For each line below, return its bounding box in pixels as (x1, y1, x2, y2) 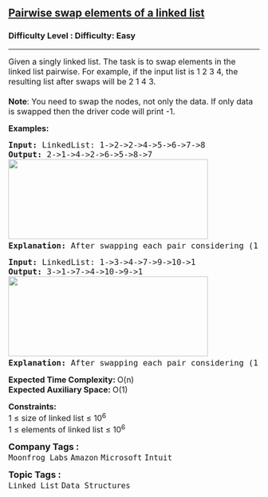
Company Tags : (8, 441, 80, 453)
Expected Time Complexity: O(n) (8, 374, 134, 385)
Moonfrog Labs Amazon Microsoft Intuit (8, 453, 173, 463)
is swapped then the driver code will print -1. (8, 105, 175, 116)
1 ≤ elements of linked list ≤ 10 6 (8, 423, 126, 436)
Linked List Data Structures (8, 481, 131, 491)
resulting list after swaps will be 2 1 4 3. (8, 76, 156, 87)
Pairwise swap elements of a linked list (8, 6, 205, 20)
